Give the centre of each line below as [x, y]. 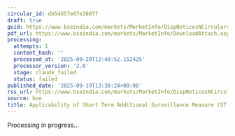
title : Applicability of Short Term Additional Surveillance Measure [111, 105]
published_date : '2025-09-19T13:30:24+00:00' [74, 86]
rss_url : [20, 92]
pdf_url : [20, 33]
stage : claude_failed [45, 72]
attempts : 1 [31, 46]
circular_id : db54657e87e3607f [53, 14]
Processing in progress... [43, 125]
